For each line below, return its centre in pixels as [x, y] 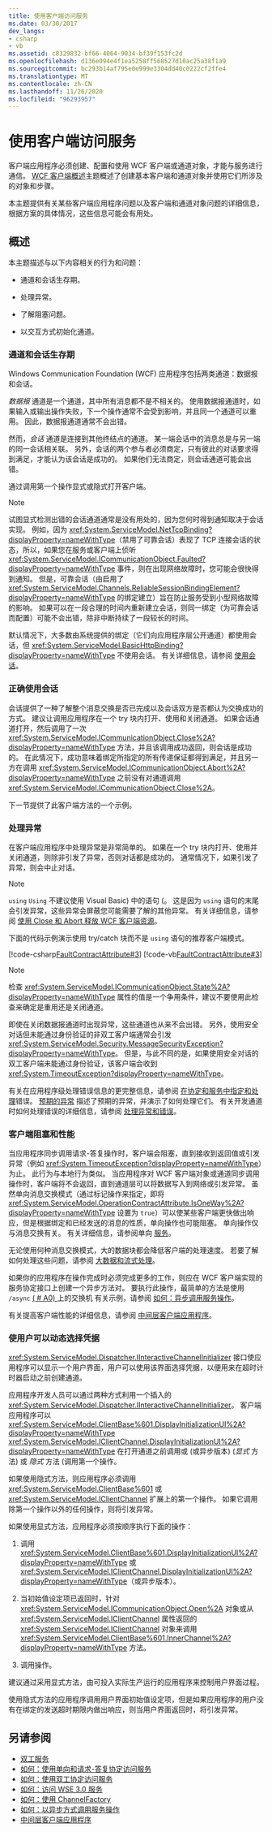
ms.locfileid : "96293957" [52, 99]
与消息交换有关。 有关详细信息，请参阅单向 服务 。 [92, 1233]
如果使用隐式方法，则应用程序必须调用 [72, 1479]
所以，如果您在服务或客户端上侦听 [79, 550]
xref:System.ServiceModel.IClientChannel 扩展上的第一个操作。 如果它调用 [133, 1499]
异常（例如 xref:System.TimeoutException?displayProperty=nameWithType [134, 1164]
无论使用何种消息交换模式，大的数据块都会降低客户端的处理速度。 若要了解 [134, 1251]
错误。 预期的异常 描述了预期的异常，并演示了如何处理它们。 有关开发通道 [139, 1100]
